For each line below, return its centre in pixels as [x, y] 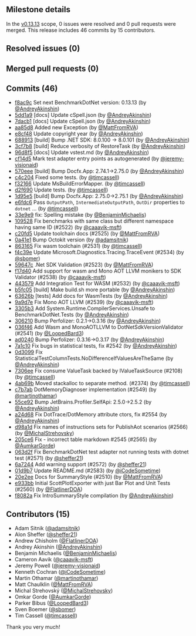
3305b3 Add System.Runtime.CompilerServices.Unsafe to [85, 308]
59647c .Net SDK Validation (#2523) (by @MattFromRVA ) [84, 265]
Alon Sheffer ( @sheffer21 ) [46, 534]
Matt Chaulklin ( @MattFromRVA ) [54, 584]
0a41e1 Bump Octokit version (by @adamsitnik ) [72, 240]
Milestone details [38, 10]
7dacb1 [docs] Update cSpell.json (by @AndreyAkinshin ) [82, 121]
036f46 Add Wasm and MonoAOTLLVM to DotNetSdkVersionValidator [99, 327]
